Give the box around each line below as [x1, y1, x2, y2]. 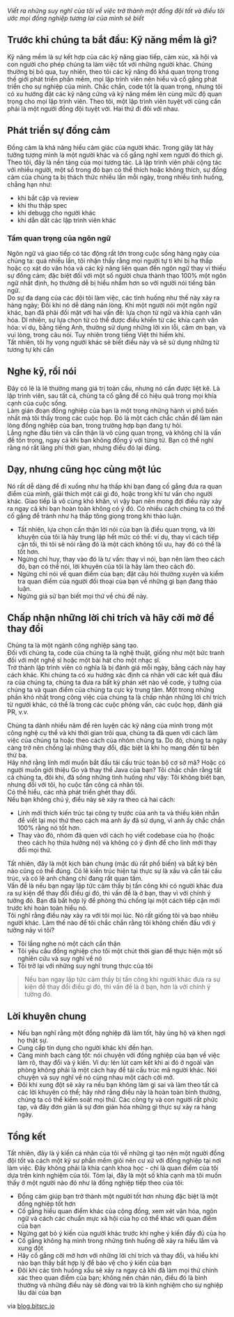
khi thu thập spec [17, 201, 68, 209]
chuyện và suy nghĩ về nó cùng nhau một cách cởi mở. [17, 1073, 175, 1081]
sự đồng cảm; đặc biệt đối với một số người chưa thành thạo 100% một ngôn [7, 271, 227, 279]
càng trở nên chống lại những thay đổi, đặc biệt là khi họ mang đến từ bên [7, 744, 219, 752]
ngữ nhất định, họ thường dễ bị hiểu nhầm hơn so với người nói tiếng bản [7, 279, 216, 287]
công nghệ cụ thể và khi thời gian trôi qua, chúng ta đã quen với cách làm [7, 729, 218, 737]
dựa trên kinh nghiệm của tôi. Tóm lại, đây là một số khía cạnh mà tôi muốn [7, 1171, 222, 1179]
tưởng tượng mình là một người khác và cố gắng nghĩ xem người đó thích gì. [7, 151, 224, 159]
